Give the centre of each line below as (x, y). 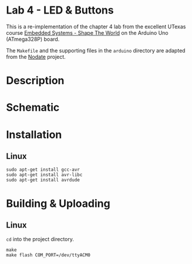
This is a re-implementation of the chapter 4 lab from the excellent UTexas (96, 27)
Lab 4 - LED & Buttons (60, 10)
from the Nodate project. (36, 57)
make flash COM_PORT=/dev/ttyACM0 (48, 255)
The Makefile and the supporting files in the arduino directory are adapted (96, 50)
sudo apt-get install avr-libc (44, 175)
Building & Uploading (58, 203)
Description (35, 81)
